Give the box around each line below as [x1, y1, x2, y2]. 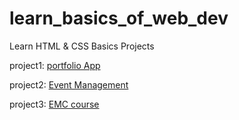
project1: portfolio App [9, 59, 101, 71]
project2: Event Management [9, 78, 129, 91]
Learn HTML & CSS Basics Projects [9, 40, 155, 52]
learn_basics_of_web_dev [9, 7, 229, 30]
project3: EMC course [9, 98, 100, 110]
